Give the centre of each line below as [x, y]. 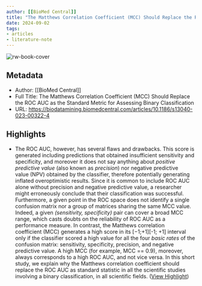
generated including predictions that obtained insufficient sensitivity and [105, 155]
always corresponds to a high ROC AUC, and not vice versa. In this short [105, 257]
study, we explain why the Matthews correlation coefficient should [97, 263]
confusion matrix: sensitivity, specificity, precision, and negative [94, 244]
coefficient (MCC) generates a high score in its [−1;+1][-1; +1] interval [100, 231]
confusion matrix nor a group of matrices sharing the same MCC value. [103, 206]
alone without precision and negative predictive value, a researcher [98, 187]
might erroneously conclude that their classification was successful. [99, 193]
